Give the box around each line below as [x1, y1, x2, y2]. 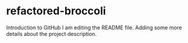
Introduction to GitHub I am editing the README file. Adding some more [6, 24, 182, 31]
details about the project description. [6, 30, 97, 37]
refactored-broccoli [6, 4, 106, 18]
